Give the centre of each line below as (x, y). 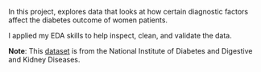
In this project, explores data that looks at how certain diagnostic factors (128, 12)
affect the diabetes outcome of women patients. (88, 20)
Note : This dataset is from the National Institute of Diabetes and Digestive (130, 51)
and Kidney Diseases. (44, 60)
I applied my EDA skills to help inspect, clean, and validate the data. (120, 36)
